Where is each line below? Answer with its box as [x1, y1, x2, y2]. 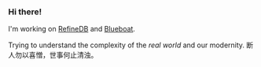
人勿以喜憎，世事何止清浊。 [8, 50, 98, 60]
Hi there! [8, 6, 42, 17]
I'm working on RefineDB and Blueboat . [8, 24, 136, 34]
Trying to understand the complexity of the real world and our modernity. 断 [8, 40, 254, 50]
